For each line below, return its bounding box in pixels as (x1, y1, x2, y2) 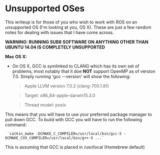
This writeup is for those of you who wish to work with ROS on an (5, 19, 137, 25)
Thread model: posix (24, 102, 66, 108)
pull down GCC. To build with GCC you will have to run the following (5, 116, 142, 122)
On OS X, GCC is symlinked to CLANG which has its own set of (12, 63, 139, 69)
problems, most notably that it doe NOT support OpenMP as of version (12, 68, 156, 74)
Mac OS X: (5, 53, 27, 59)
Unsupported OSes (5, 3, 85, 14)
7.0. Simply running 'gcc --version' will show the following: (12, 73, 131, 79)
